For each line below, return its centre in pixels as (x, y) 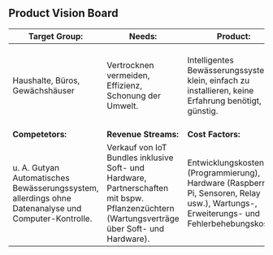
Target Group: (56, 36)
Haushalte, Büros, (46, 80)
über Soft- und (136, 228)
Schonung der (134, 95)
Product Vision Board (64, 13)
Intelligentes (210, 60)
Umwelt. (123, 106)
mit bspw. (126, 198)
